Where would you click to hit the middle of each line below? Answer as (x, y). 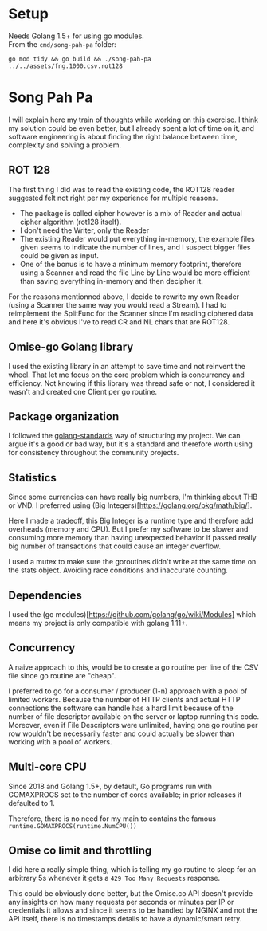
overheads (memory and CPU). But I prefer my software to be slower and (128, 529)
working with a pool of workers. (60, 741)
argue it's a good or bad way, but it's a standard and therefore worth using (130, 444)
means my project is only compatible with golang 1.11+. (98, 623)
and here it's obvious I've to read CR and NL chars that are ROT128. (119, 322)
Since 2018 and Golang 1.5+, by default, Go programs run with (110, 786)
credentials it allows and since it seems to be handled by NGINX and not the (133, 910)
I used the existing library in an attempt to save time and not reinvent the (127, 366)
